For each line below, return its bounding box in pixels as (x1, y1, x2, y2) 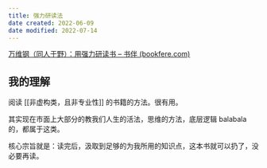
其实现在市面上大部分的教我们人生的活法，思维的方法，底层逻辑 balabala (8, 115, 247, 124)
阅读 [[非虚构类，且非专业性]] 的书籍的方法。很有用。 (8, 97, 183, 107)
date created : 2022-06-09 (8, 19, 94, 27)
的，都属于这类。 (8, 124, 64, 134)
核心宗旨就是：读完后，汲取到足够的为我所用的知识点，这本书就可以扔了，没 (8, 141, 259, 151)
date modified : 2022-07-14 (8, 26, 98, 34)
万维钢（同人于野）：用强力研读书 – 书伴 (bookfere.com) (8, 49, 191, 59)
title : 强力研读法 (8, 11, 64, 20)
